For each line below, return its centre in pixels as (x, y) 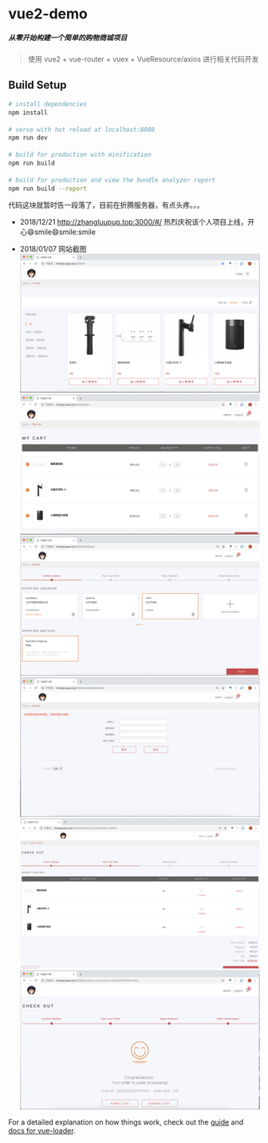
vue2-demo (48, 14)
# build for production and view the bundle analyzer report (112, 180)
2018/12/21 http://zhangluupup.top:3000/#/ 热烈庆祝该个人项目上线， (134, 221)
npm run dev (28, 138)
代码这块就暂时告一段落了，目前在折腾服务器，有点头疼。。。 (106, 205)
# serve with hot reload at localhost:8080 (82, 129)
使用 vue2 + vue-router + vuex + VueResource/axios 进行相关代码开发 (143, 59)
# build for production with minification (80, 155)
